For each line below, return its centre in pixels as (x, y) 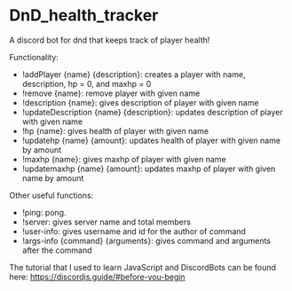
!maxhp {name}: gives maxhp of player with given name (124, 159)
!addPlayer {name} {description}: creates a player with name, (134, 74)
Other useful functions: (51, 195)
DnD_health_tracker (84, 16)
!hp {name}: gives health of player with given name (115, 130)
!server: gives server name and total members (106, 222)
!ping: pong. (44, 212)
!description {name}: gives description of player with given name (140, 102)
